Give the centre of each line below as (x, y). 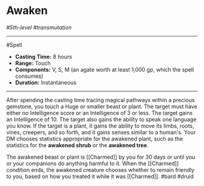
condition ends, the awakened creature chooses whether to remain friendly (100, 170)
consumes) (29, 76)
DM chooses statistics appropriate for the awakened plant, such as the (95, 139)
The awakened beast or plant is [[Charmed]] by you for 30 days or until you (101, 157)
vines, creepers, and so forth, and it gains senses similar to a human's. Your (101, 132)
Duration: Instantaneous (46, 82)
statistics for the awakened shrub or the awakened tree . (77, 145)
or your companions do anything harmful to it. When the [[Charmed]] (93, 163)
